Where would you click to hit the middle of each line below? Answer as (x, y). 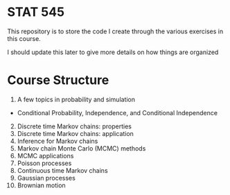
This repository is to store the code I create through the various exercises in (115, 31)
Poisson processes (44, 163)
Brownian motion (41, 185)
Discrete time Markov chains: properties (74, 126)
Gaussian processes (46, 178)
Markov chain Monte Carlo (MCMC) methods (81, 148)
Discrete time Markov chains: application (75, 133)
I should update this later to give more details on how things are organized (113, 52)
